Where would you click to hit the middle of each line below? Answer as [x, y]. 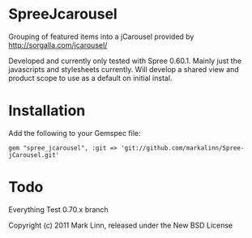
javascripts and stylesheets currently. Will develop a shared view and [124, 69]
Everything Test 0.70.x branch [59, 209]
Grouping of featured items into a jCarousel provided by [101, 36]
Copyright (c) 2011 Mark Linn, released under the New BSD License [121, 225]
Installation [47, 111]
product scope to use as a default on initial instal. [90, 78]
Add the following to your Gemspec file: [75, 133]
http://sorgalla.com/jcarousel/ [58, 45]
